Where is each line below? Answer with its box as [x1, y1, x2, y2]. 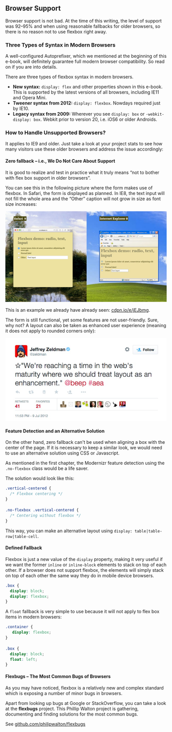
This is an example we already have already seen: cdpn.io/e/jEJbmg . [5, 307, 150, 313]
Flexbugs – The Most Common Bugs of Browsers [5, 673, 111, 679]
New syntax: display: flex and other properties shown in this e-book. [12, 84, 163, 90]
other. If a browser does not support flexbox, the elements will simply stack [5, 567, 164, 573]
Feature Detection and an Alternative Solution [5, 427, 105, 434]
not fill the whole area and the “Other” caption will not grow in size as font [5, 196, 161, 202]
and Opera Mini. [12, 95, 47, 101]
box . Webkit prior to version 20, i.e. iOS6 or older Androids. [33, 116, 158, 122]
